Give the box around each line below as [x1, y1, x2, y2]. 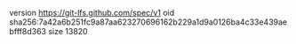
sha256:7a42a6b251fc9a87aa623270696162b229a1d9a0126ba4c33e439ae [9, 17, 288, 27]
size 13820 [48, 26, 88, 36]
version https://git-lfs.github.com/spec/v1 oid [9, 8, 175, 18]
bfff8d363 [9, 26, 47, 36]
